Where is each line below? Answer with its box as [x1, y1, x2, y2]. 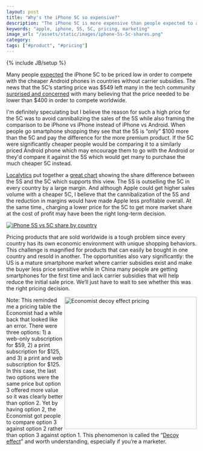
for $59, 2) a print [6, 341, 50, 348]
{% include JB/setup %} [6, 59, 66, 67]
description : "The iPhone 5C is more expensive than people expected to [6, 20, 193, 26]
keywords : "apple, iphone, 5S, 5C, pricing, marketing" [6, 25, 150, 32]
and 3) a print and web [6, 354, 63, 362]
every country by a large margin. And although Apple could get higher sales [6, 184, 195, 191]
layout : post [6, 8, 39, 15]
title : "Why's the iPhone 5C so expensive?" [6, 15, 120, 21]
